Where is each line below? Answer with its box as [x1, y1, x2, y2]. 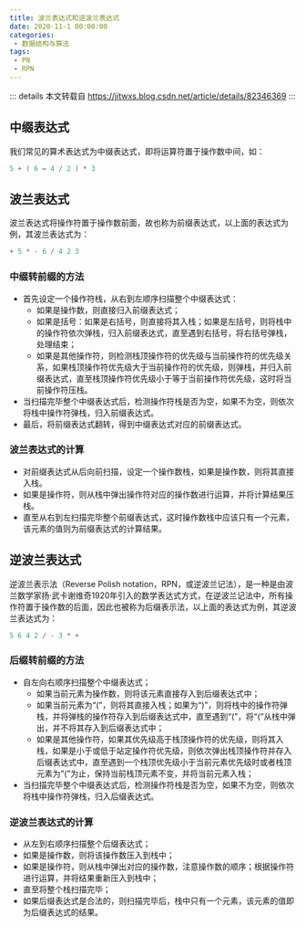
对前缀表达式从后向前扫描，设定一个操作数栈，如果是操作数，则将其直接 [22, 466, 294, 477]
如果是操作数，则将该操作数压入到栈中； [22, 850, 175, 861]
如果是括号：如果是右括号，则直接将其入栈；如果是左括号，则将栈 [36, 316, 284, 327]
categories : [9, 30, 55, 39]
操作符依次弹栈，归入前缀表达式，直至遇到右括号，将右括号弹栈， [44, 327, 292, 338]
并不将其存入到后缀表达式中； [52, 722, 165, 733]
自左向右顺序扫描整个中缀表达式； [22, 677, 151, 688]
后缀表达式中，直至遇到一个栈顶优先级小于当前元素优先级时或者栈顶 [36, 756, 292, 767]
